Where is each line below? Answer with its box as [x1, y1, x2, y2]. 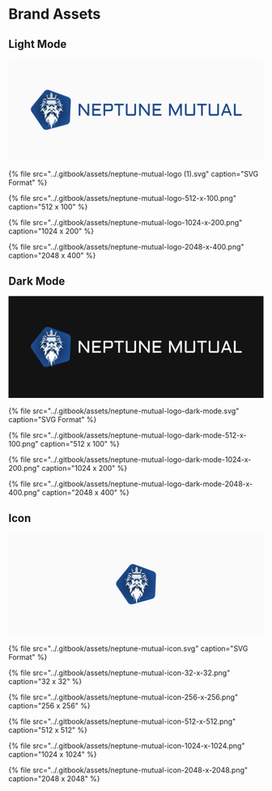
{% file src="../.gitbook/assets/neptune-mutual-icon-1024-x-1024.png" [8, 741, 245, 750]
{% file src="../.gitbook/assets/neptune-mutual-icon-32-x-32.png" [8, 668, 231, 678]
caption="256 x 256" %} [8, 700, 91, 710]
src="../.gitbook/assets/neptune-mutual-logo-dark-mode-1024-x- [32, 455, 252, 464]
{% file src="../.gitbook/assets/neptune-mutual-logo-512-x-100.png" [8, 194, 237, 203]
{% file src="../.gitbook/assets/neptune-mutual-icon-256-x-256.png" [8, 692, 239, 702]
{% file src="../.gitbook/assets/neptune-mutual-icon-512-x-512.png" [8, 716, 236, 726]
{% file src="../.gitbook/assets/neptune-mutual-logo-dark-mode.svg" [8, 406, 240, 416]
